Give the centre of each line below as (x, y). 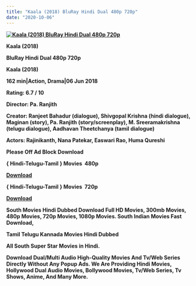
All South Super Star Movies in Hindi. (53, 246)
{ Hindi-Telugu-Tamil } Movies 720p (52, 186)
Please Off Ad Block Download (45, 152)
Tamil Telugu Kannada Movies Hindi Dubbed (62, 234)
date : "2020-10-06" (31, 17)
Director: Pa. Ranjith (32, 104)
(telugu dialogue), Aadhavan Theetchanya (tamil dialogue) (80, 128)
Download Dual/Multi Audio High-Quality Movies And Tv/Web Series (94, 257)
